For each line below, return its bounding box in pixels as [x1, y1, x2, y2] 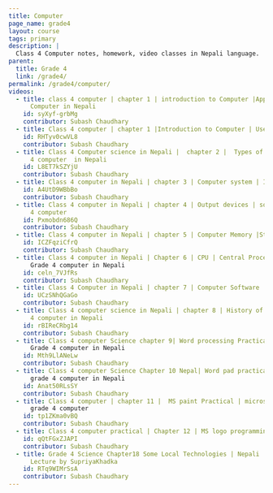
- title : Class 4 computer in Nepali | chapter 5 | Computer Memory [15, 231, 253, 240]
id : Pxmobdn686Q [23, 216, 79, 224]
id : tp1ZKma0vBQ [23, 412, 79, 421]
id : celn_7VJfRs [23, 269, 79, 277]
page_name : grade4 [8, 19, 71, 28]
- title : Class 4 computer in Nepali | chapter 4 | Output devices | [15, 201, 256, 209]
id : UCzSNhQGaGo [23, 292, 79, 300]
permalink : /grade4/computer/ [8, 80, 111, 88]
